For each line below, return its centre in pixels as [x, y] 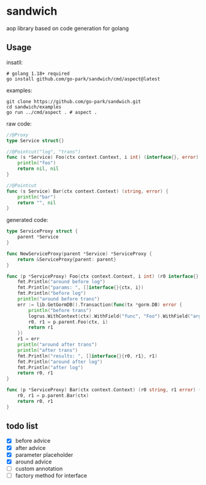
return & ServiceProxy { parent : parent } [67, 259]
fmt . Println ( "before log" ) [52, 293]
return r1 [41, 327]
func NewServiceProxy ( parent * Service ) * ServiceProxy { [79, 254]
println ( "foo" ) [37, 163]
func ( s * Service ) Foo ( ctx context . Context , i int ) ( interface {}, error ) [103, 158]
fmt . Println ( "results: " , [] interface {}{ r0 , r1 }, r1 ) [87, 356]
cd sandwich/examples [34, 107]
